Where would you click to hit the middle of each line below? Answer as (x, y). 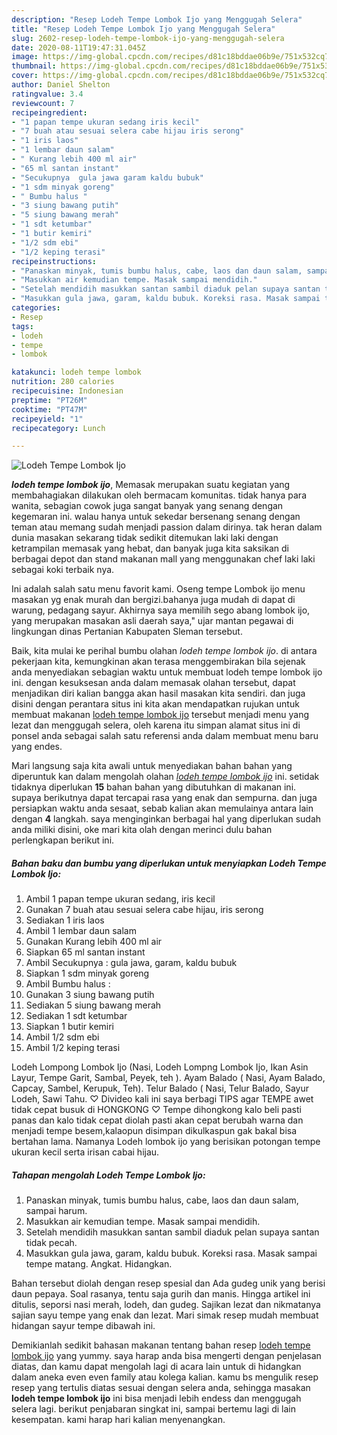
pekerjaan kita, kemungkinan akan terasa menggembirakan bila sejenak (158, 662)
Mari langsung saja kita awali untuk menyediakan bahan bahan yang (152, 766)
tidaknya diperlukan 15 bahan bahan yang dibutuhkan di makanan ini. (154, 787)
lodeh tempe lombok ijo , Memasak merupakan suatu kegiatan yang (151, 485)
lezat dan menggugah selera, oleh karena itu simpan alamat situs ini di (156, 725)
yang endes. (37, 747)
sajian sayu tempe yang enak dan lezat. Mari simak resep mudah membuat (165, 1315)
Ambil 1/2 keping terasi (73, 1048)
